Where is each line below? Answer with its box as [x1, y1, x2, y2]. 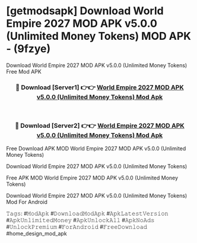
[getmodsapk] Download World [6, 4, 164, 18]
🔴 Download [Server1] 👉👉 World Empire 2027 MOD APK [15, 83, 184, 91]
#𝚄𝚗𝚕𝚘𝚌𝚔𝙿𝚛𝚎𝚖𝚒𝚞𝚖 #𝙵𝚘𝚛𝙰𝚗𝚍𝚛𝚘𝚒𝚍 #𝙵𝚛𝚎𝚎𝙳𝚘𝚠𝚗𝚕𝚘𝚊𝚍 [6, 223, 147, 230]
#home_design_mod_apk [6, 230, 67, 237]
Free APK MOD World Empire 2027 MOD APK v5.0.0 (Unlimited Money [6, 174, 179, 181]
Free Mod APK [6, 68, 42, 75]
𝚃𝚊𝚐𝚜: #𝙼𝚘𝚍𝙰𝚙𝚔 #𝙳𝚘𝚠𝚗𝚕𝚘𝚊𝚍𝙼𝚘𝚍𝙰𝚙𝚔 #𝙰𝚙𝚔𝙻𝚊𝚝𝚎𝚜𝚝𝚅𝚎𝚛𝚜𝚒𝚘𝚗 [6, 210, 169, 217]
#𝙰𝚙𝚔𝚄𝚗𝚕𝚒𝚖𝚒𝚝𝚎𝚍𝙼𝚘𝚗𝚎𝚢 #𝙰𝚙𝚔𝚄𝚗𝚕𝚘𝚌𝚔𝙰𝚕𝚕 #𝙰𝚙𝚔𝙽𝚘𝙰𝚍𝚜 [6, 216, 155, 223]
